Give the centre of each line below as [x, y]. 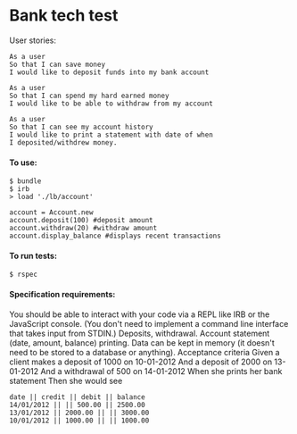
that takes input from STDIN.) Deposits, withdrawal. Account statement [140, 333]
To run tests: [33, 255]
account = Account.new [51, 213]
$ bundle [25, 181]
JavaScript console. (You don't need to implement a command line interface [149, 323]
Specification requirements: [62, 294]
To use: [23, 163]
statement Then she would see [66, 380]
